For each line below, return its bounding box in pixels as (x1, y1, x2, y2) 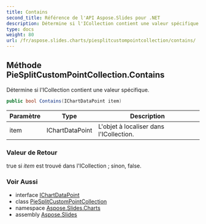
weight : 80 (6, 32, 34, 38)
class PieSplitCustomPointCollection (15, 198, 107, 206)
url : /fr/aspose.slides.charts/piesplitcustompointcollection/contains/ (6, 37, 196, 44)
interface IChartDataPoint (15, 191, 80, 199)
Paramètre (9, 112, 41, 120)
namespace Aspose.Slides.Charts (15, 204, 101, 212)
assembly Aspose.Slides (15, 211, 78, 218)
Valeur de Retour (6, 148, 58, 156)
